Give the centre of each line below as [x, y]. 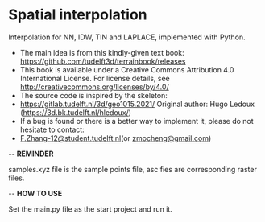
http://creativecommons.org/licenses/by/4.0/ [94, 87]
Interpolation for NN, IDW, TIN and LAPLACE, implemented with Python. [127, 37]
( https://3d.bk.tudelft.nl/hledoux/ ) [75, 112]
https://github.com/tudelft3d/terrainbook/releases [103, 61]
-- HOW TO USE [35, 193]
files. [17, 178]
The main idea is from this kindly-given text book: [102, 52]
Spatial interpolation [78, 15]
